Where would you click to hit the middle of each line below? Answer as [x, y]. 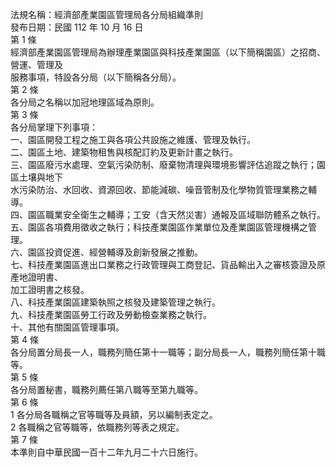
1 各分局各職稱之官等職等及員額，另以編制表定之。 [114, 414]
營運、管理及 [36, 64]
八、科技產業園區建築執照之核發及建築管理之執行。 [115, 302]
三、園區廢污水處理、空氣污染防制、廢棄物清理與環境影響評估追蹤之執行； [163, 164]
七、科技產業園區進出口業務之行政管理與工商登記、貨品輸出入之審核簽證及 [163, 264]
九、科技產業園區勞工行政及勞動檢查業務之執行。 [111, 314]
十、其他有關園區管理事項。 [67, 327]
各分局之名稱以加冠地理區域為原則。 [85, 102]
